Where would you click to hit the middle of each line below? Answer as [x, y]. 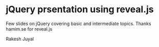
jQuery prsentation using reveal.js [80, 9]
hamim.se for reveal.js [29, 29]
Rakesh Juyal [20, 39]
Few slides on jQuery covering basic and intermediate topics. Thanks [78, 24]
